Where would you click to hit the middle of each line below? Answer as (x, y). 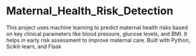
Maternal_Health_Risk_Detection (90, 11)
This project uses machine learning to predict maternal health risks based (97, 27)
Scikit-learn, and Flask (34, 46)
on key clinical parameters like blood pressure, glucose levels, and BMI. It (97, 33)
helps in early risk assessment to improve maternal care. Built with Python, (98, 40)
